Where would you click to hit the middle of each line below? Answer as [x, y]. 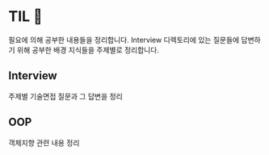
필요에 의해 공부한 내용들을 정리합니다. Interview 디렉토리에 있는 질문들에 [124, 40]
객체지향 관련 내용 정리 [44, 142]
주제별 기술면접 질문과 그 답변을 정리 [65, 96]
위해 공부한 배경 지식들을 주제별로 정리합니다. [88, 50]
